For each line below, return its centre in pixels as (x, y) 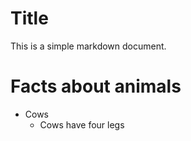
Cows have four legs (82, 124)
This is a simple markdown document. (88, 46)
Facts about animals (96, 86)
